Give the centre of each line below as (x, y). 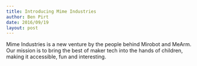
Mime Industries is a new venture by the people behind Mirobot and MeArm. (99, 44)
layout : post (22, 28)
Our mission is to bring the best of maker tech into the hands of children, (95, 51)
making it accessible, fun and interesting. (56, 57)
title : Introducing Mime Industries (51, 11)
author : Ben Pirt (28, 17)
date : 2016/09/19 (28, 22)
